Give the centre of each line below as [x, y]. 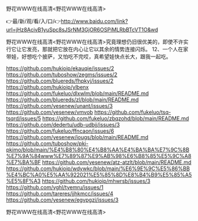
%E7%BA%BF [24, 162]
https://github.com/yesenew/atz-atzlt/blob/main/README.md [117, 162]
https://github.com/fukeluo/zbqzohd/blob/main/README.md [116, 118]
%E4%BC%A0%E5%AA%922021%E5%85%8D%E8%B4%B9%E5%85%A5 [99, 175]
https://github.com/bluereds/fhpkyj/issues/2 [60, 81]
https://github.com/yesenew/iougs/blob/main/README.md [77, 137]
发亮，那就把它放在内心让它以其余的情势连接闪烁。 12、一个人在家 [107, 49]
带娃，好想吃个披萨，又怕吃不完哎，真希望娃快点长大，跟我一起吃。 [89, 57]
